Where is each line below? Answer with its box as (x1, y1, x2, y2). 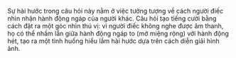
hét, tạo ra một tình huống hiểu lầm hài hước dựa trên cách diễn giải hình (7, 37, 220, 45)
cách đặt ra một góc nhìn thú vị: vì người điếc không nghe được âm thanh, (7, 22, 224, 30)
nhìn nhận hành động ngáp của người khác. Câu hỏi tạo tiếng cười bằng (7, 14, 217, 23)
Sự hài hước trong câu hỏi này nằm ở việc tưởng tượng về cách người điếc (7, 7, 224, 15)
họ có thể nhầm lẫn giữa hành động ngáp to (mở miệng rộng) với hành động (7, 29, 230, 37)
